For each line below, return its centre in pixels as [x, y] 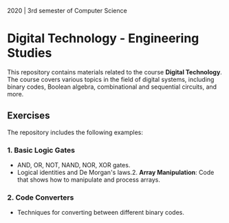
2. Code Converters [41, 198]
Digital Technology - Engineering [103, 39]
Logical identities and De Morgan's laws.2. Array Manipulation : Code [116, 173]
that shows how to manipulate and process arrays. [88, 180]
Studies [30, 53]
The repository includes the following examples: [75, 132]
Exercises [29, 116]
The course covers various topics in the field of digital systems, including [111, 79]
